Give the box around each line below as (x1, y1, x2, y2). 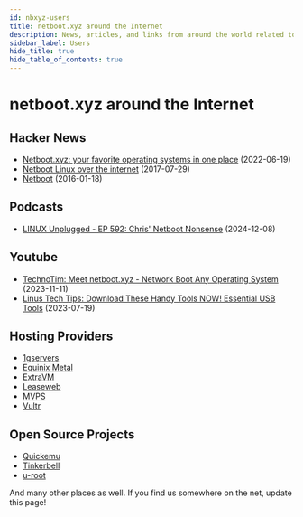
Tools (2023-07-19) (22, 302, 96, 313)
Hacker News (9, 130, 87, 146)
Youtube (9, 249, 59, 265)
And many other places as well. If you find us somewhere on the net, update (9, 487, 293, 498)
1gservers (22, 352, 60, 363)
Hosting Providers (9, 329, 114, 344)
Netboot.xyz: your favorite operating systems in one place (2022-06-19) (22, 155, 291, 164)
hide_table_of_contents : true (9, 55, 124, 64)
